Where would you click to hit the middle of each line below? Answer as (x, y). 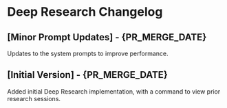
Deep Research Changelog (85, 12)
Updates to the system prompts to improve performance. (88, 53)
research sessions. (34, 98)
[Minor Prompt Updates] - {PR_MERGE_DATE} (107, 37)
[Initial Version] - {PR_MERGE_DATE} (88, 75)
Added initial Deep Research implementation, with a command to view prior (114, 91)
